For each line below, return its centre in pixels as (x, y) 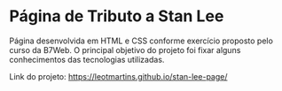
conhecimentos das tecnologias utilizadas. (87, 59)
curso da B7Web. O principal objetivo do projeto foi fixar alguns (125, 49)
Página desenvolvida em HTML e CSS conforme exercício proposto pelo (141, 41)
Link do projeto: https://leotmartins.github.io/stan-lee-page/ (118, 76)
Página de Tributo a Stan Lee (117, 16)
